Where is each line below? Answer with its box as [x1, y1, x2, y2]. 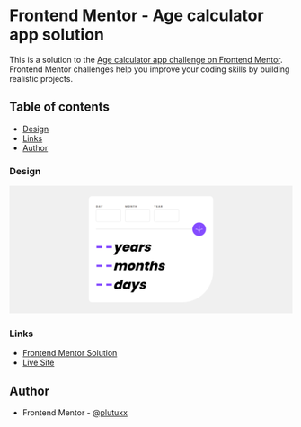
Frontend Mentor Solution [22, 348, 118, 359]
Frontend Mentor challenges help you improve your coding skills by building [9, 64, 290, 75]
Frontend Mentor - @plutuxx [22, 407, 128, 418]
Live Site [22, 357, 55, 369]
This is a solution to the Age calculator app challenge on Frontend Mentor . [9, 54, 283, 65]
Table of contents [9, 100, 110, 115]
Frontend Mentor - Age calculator [9, 5, 264, 26]
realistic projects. [9, 73, 74, 84]
